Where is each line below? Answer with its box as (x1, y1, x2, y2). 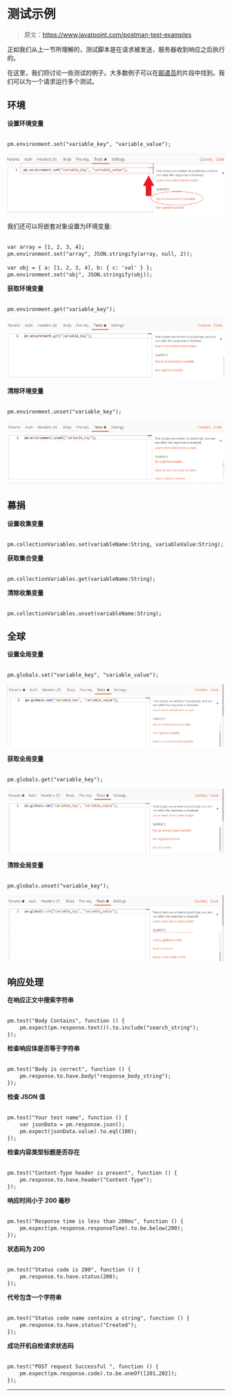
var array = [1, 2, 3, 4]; (7, 243, 85, 250)
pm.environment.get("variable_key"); (7, 306, 116, 313)
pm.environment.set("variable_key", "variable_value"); (7, 140, 171, 147)
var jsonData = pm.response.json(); (19, 1121, 126, 1128)
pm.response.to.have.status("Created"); (19, 1322, 137, 1329)
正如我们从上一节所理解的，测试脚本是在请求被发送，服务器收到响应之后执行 (7, 45, 225, 53)
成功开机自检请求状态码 (7, 1342, 74, 1350)
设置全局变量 (7, 650, 43, 658)
